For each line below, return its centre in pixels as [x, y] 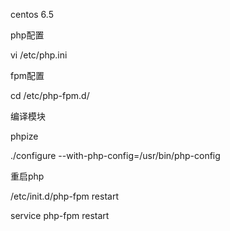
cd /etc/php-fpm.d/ [50, 95]
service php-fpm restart [60, 215]
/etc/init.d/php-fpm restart [64, 196]
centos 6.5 [32, 14]
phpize [24, 136]
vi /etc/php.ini [39, 55]
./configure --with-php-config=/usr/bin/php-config [115, 155]
